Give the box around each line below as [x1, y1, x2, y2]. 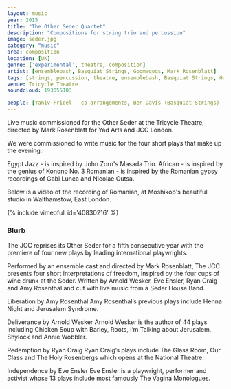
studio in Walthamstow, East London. [7, 195, 112, 203]
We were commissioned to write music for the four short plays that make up [7, 139, 222, 147]
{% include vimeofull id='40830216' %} [7, 208, 119, 217]
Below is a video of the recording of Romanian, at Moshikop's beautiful [7, 188, 208, 196]
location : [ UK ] [7, 55, 51, 62]
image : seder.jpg [7, 36, 57, 43]
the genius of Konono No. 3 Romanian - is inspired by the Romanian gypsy [7, 167, 218, 175]
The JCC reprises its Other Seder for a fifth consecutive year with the [7, 241, 204, 250]
